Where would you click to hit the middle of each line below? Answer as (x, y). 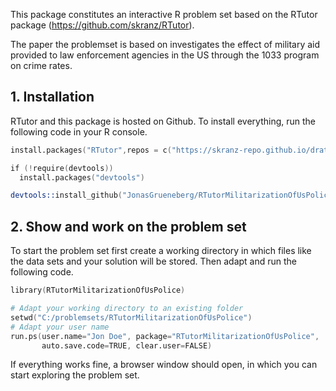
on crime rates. (41, 65)
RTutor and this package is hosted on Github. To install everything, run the (163, 121)
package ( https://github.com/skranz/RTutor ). (102, 25)
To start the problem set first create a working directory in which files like (161, 251)
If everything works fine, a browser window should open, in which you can (164, 365)
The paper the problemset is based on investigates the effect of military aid (165, 44)
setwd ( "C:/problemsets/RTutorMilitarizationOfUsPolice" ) (131, 317)
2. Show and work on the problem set (128, 226)
